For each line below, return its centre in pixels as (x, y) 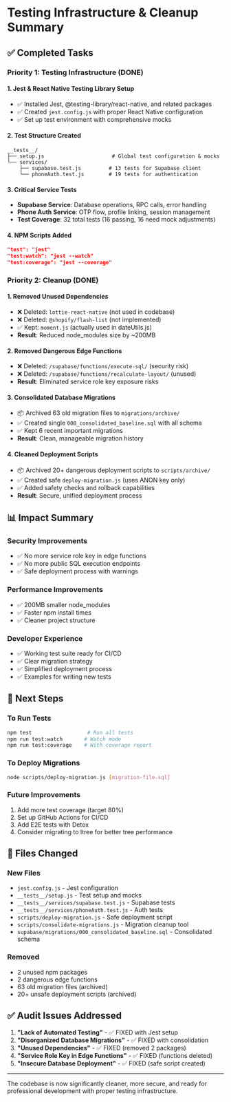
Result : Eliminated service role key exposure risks (88, 382)
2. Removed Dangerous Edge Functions (65, 351)
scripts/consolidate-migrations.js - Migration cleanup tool (103, 924)
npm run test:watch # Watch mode (64, 739)
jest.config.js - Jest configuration (68, 888)
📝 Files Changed (43, 854)
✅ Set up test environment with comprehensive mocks (94, 119)
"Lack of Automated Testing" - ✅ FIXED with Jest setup (98, 1032)
